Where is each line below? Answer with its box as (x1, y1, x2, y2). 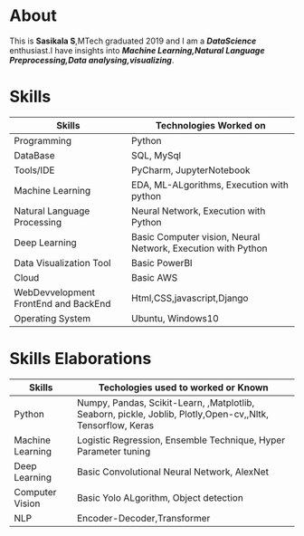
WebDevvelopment (14, 286, 95, 299)
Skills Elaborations (9, 349, 152, 369)
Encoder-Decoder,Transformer (76, 512, 211, 524)
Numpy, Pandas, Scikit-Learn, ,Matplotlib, (76, 396, 255, 408)
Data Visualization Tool (14, 256, 111, 269)
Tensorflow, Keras (76, 418, 155, 431)
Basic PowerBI (130, 256, 193, 269)
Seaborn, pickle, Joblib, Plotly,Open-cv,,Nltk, (76, 407, 270, 420)
